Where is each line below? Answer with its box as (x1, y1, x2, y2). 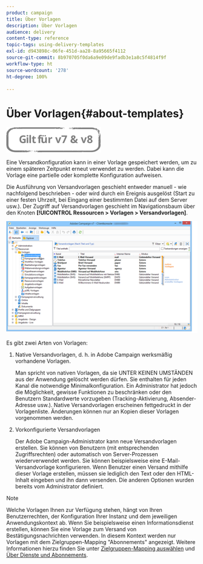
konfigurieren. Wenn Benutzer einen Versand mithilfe (56, 463, 188, 471)
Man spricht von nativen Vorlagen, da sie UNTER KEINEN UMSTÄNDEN (15, 370, 193, 377)
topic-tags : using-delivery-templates (6, 42, 104, 48)
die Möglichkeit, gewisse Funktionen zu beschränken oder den (15, 388, 172, 396)
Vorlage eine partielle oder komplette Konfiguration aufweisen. (6, 171, 163, 179)
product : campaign (6, 10, 53, 16)
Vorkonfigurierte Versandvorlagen (15, 426, 101, 433)
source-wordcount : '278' (6, 67, 69, 73)
